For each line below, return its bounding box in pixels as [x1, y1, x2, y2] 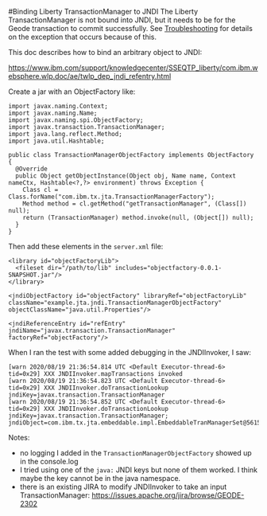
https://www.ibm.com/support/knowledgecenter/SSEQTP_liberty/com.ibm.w [8, 63, 258, 72]
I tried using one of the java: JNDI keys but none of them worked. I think [19, 465, 258, 475]
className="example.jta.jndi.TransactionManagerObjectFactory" [8, 299, 222, 307]
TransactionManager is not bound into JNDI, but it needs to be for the [8, 15, 236, 25]
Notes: [8, 433, 30, 442]
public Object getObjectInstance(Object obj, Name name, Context [15, 172, 237, 180]
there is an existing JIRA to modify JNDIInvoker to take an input [19, 482, 227, 491]
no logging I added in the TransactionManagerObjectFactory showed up [19, 448, 252, 457]
